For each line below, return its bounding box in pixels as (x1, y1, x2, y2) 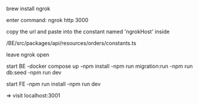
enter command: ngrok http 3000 (6, 17, 89, 23)
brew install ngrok (6, 5, 51, 12)
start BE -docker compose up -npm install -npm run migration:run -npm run (6, 62, 193, 70)
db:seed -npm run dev (6, 69, 62, 76)
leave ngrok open (6, 51, 50, 58)
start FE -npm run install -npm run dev (6, 80, 101, 87)
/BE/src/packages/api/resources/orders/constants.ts (6, 40, 137, 46)
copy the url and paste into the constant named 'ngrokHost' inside (6, 28, 170, 35)
